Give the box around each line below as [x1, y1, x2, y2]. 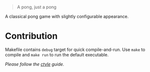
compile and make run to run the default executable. [5, 52, 109, 57]
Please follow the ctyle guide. [5, 61, 64, 67]
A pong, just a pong [17, 4, 57, 10]
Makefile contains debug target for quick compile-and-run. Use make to [5, 46, 145, 53]
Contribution [5, 31, 58, 42]
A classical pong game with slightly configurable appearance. [5, 14, 129, 19]
